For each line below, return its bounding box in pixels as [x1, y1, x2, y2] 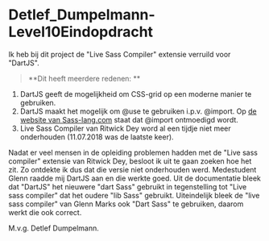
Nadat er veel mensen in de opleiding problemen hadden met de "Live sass [8, 148, 258, 157]
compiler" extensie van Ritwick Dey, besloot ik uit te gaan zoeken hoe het [8, 156, 252, 166]
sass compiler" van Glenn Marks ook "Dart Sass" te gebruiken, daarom [8, 199, 244, 209]
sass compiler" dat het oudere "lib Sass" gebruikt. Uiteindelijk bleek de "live [8, 190, 260, 200]
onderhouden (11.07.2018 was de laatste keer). [19, 131, 175, 142]
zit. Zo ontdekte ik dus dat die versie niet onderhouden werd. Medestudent [8, 164, 257, 174]
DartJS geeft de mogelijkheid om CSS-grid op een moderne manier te [19, 89, 252, 98]
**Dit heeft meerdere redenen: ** [27, 73, 141, 83]
